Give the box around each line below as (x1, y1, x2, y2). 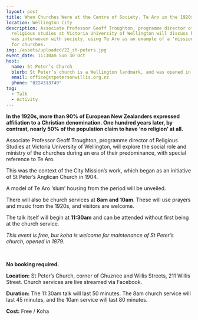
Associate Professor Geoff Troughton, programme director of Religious (6, 136, 178, 143)
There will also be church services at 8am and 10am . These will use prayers (6, 196, 191, 203)
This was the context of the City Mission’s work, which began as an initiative (6, 166, 192, 174)
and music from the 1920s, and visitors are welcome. (6, 202, 134, 210)
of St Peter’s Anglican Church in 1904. (6, 173, 98, 180)
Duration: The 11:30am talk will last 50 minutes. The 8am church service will (6, 290, 192, 297)
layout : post (6, 8, 38, 15)
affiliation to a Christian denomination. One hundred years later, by (6, 119, 173, 126)
